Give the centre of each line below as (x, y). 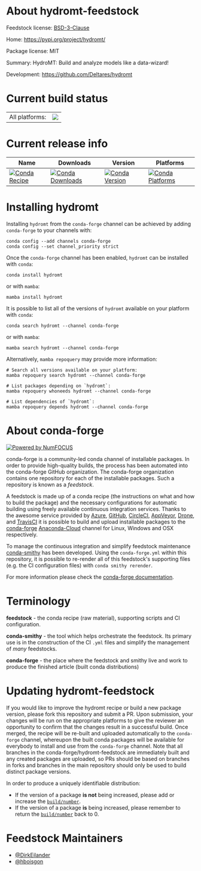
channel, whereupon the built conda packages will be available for (102, 739)
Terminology (38, 601)
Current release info (57, 144)
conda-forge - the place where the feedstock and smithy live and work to (97, 660)
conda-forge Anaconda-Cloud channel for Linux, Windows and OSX (90, 528)
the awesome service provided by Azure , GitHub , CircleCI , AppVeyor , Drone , (100, 515)
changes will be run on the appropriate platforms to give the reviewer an (95, 720)
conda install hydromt (34, 275)
